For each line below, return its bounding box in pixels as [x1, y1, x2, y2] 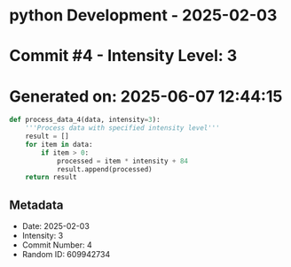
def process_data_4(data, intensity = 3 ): [9, 116, 161, 125]
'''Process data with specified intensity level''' [25, 124, 220, 133]
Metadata [9, 197, 64, 212]
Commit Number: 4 [21, 240, 92, 250]
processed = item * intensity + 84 [56, 156, 189, 165]
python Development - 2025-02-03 [9, 5, 278, 26]
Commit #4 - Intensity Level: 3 [9, 46, 238, 66]
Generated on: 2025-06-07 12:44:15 [9, 86, 283, 106]
